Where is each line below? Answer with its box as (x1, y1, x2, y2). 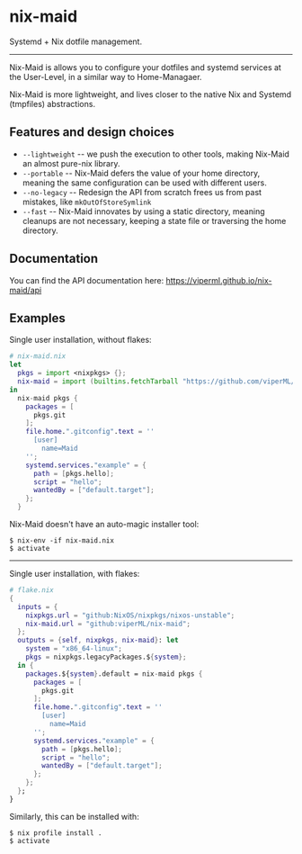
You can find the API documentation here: (9, 274, 164, 285)
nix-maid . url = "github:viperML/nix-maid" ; (25, 619, 191, 628)
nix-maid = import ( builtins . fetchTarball (17, 377, 179, 386)
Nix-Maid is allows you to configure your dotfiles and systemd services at (9, 61, 281, 73)
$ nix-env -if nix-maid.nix (9, 536, 115, 545)
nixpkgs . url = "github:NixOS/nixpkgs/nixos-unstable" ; (25, 610, 235, 620)
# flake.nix (9, 586, 54, 595)
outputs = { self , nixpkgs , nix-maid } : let (17, 636, 179, 645)
